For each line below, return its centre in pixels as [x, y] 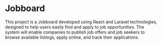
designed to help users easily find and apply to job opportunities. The [75, 27]
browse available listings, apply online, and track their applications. [72, 37]
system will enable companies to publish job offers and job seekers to [75, 32]
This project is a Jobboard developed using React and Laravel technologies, [81, 22]
